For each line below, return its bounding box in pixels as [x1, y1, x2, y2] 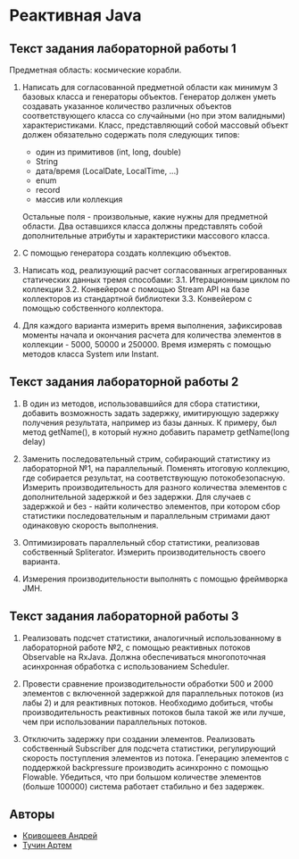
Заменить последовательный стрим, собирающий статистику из [21, 453, 270, 464]
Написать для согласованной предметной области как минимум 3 [21, 82, 278, 92]
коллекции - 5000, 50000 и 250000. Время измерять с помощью [21, 339, 271, 349]
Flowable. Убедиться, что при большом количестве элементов [21, 771, 262, 782]
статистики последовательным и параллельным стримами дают [21, 510, 270, 521]
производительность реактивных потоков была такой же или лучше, [21, 706, 286, 717]
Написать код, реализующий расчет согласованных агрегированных [21, 265, 287, 275]
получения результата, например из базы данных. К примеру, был [21, 417, 278, 428]
